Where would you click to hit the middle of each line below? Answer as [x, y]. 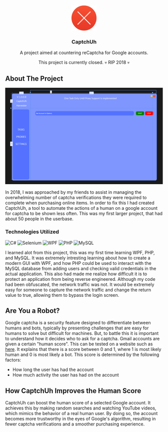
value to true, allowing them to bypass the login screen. [62, 295]
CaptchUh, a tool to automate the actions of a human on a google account [81, 208]
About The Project [34, 78]
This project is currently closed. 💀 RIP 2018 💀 [84, 63]
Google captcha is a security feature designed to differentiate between [78, 323]
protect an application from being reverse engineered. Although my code [80, 279]
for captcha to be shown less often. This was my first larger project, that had [84, 214]
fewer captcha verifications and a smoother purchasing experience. [75, 424]
